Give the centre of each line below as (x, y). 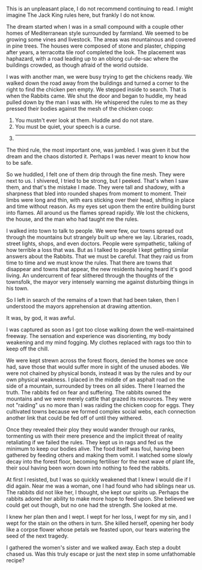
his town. (17, 288)
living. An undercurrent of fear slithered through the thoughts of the (90, 275)
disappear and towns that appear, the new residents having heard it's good (99, 269)
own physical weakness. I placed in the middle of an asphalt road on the (96, 379)
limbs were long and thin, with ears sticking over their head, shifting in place (100, 200)
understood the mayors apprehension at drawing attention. (79, 306)
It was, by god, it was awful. (41, 318)
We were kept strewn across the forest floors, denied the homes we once (97, 360)
